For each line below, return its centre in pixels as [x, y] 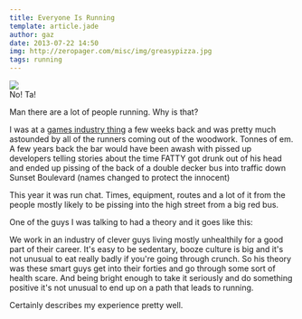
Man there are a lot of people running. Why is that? [104, 112]
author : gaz [32, 34]
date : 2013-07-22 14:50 [54, 43]
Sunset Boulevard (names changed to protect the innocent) [120, 178]
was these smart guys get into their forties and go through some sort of [142, 268]
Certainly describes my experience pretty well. [96, 305]
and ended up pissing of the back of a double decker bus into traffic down [148, 168]
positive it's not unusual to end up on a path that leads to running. [132, 287]
